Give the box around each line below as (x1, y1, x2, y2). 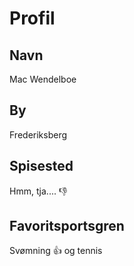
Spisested (9, 158, 74, 175)
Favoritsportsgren (9, 218, 125, 235)
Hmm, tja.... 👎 (9, 185, 68, 197)
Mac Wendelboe (9, 73, 77, 85)
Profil (9, 7, 56, 30)
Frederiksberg (9, 128, 68, 141)
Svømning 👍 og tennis (9, 245, 103, 257)
